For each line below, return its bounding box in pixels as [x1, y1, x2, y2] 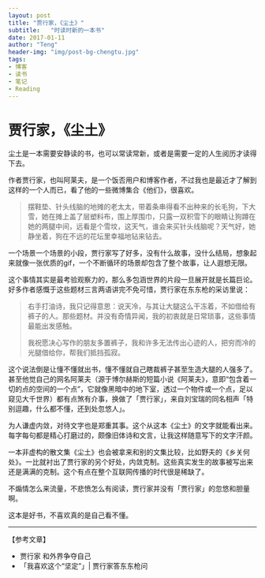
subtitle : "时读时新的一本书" [8, 26, 105, 34]
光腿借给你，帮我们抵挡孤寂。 [27, 348, 125, 357]
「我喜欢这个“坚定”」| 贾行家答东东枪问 [19, 561, 148, 571]
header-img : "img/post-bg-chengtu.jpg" [8, 48, 140, 56]
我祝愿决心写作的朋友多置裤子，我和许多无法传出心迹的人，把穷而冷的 [27, 338, 256, 348]
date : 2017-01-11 [8, 33, 65, 42]
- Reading [8, 84, 41, 93]
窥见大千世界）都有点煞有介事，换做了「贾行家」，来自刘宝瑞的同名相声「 [8, 394, 247, 404]
